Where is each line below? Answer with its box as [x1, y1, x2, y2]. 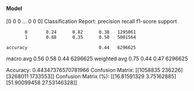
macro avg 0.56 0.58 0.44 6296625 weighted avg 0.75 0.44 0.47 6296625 [6, 55, 188, 62]
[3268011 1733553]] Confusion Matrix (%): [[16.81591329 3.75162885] [6, 73, 176, 80]
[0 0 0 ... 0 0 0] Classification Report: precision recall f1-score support [6, 18, 177, 25]
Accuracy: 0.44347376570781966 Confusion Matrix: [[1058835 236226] [6, 67, 183, 74]
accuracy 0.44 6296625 [6, 45, 136, 51]
